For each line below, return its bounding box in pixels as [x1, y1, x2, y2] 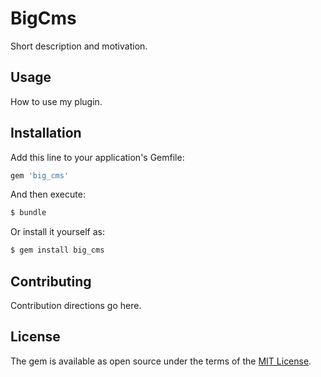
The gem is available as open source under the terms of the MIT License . [10, 355, 312, 367]
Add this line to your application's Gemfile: [10, 151, 185, 163]
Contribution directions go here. [10, 300, 142, 311]
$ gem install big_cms [10, 245, 105, 256]
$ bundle [10, 208, 47, 218]
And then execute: [10, 188, 86, 201]
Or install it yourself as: [10, 226, 105, 238]
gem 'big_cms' [10, 170, 70, 181]
